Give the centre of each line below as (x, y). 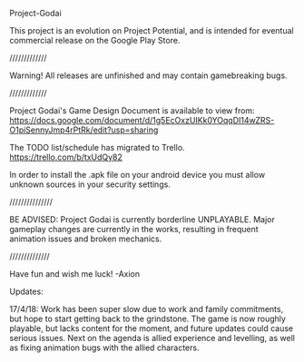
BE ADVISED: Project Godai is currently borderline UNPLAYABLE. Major (142, 220)
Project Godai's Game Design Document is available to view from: (132, 111)
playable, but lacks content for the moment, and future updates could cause (152, 328)
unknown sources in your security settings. (90, 184)
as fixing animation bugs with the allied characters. (104, 347)
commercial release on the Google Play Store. (95, 40)
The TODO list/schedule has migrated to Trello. (97, 147)
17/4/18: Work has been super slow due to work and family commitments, (147, 309)
